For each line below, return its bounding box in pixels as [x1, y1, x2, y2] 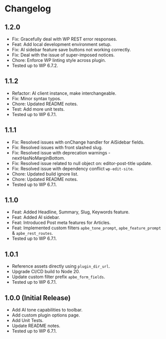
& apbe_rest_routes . [11, 230, 53, 236]
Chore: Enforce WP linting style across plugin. [11, 57, 106, 63]
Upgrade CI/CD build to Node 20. [11, 269, 81, 275]
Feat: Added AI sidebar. [11, 214, 60, 220]
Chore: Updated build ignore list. [11, 170, 79, 177]
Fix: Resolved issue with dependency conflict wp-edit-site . [11, 166, 134, 171]
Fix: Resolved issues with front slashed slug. [11, 144, 103, 150]
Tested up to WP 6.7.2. [11, 63, 58, 68]
